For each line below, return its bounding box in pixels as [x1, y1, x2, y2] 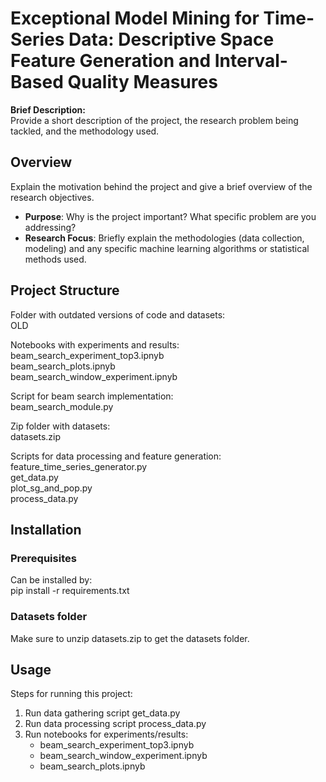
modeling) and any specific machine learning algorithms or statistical [24, 242, 310, 254]
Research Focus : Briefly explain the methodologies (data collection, [24, 232, 305, 244]
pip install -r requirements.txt [10, 585, 130, 597]
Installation [10, 521, 82, 538]
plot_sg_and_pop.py [10, 482, 93, 494]
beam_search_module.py [10, 400, 114, 412]
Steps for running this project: [10, 688, 133, 700]
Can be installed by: [10, 574, 93, 586]
